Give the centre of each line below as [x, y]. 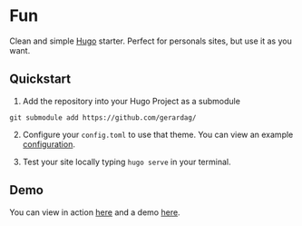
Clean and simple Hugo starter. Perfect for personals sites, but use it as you [151, 41]
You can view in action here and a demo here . [95, 212]
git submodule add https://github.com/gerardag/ [103, 118]
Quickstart [40, 79]
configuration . [49, 144]
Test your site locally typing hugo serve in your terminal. [127, 162]
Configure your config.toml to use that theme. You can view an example [158, 134]
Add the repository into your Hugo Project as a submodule [131, 101]
